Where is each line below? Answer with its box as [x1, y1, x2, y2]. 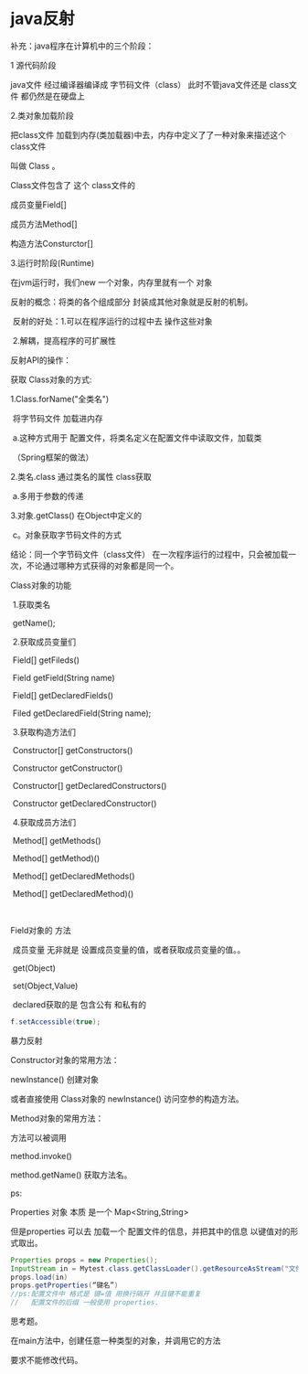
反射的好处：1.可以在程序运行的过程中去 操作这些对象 [12, 315, 213, 326]
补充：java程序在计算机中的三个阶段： [10, 40, 154, 51]
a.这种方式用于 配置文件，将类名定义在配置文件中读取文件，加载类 [12, 431, 262, 443]
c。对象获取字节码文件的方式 [12, 529, 122, 540]
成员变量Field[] [10, 198, 67, 210]
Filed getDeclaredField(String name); [12, 708, 152, 719]
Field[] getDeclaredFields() [12, 689, 113, 700]
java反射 [10, 8, 76, 29]
